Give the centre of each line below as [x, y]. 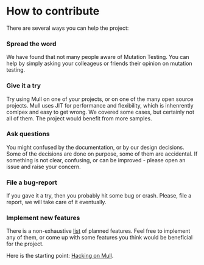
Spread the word [31, 44]
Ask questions [28, 134]
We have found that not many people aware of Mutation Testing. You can [98, 57]
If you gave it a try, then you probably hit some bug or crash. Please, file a [99, 196]
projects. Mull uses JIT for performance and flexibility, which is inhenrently [100, 105]
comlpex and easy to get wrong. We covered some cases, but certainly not [100, 112]
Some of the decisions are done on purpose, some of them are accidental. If [102, 154]
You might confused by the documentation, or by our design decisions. [95, 147]
